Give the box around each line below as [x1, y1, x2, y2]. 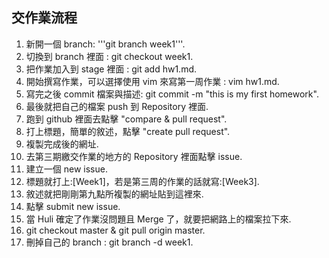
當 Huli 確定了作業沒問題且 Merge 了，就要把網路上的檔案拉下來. [25, 213, 292, 225]
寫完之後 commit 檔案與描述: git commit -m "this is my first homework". [25, 88, 319, 100]
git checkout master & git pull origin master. [25, 224, 206, 236]
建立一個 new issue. [25, 163, 108, 175]
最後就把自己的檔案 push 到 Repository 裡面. [25, 100, 209, 112]
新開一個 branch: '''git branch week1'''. [25, 38, 186, 50]
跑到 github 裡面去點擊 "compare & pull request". [25, 113, 228, 125]
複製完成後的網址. [25, 138, 99, 150]
